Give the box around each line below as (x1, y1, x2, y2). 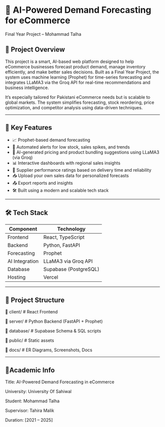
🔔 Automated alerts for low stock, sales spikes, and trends (12, 144, 130, 150)
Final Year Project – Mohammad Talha (5, 31, 82, 37)
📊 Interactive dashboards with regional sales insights (12, 160, 121, 166)
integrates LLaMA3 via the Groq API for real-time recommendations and (5, 79, 151, 85)
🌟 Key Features (5, 123, 53, 132)
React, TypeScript (43, 234, 85, 241)
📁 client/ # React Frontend (5, 309, 58, 315)
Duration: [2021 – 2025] (5, 417, 53, 423)
